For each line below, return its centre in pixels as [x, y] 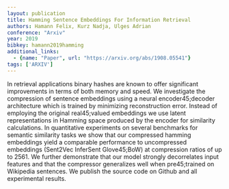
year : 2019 [23, 39]
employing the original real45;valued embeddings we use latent [96, 113]
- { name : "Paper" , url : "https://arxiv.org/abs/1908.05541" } [102, 58]
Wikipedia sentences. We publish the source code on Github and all [102, 171]
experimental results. [37, 178]
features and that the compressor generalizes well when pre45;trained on [111, 164]
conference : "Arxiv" [37, 33]
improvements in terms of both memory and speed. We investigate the [106, 91]
